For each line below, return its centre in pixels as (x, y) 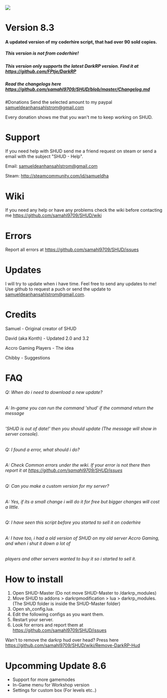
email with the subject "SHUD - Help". (44, 157)
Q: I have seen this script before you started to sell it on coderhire (73, 522)
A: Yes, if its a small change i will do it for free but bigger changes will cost (82, 501)
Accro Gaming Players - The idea (40, 348)
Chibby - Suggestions (28, 358)
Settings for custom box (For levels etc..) (54, 690)
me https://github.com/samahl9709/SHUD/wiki (53, 215)
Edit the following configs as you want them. (58, 614)
